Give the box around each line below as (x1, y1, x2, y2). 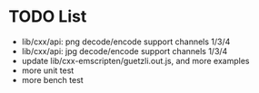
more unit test (21, 65, 75, 76)
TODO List (8, 6, 87, 27)
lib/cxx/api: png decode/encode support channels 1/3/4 (21, 36, 231, 47)
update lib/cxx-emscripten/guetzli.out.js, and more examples (21, 55, 250, 66)
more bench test (21, 74, 84, 85)
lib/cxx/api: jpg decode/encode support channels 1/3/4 (21, 45, 228, 56)
